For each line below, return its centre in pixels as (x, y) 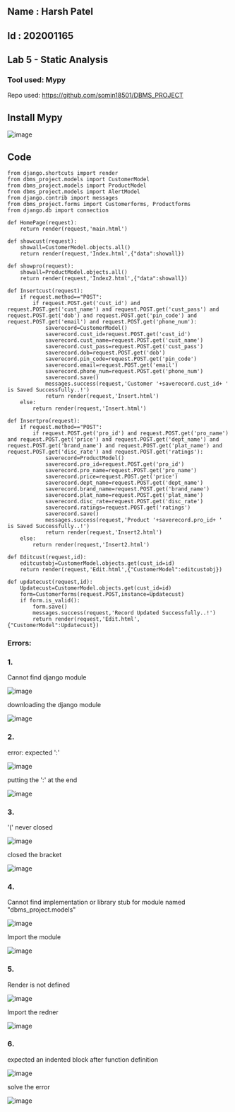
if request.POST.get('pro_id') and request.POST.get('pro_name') (131, 434)
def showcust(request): (42, 241)
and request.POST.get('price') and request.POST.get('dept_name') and (113, 440)
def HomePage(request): (42, 223)
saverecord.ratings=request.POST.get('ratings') (118, 508)
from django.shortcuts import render (63, 173)
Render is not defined (39, 985)
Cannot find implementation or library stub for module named (96, 902)
